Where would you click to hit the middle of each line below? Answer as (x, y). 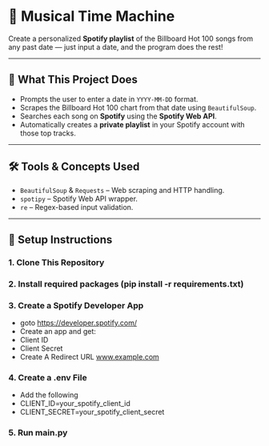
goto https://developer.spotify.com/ (78, 323)
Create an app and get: (58, 331)
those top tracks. (48, 133)
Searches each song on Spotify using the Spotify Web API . (118, 116)
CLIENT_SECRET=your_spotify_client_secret (92, 412)
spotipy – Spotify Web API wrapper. (79, 199)
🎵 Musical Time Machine (92, 16)
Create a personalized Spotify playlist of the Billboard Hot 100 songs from (131, 38)
